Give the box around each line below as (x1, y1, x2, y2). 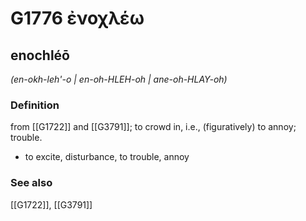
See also (10, 176, 53, 190)
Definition (10, 98, 60, 112)
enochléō (10, 47, 70, 64)
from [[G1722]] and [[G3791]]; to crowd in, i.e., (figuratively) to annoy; (10, 121, 297, 133)
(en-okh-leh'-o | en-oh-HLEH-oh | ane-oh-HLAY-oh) (10, 73, 228, 85)
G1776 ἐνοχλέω (10, 7, 145, 30)
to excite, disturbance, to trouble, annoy (24, 151, 190, 163)
